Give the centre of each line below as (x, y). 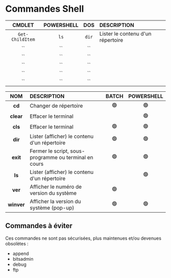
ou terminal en (76, 157)
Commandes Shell (45, 9)
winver (16, 205)
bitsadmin (23, 259)
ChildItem (23, 39)
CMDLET (23, 25)
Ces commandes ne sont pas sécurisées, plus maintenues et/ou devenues (83, 238)
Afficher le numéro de (56, 187)
